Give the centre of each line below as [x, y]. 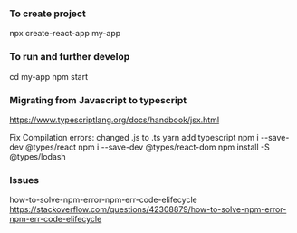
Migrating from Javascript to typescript [98, 100]
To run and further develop [70, 57]
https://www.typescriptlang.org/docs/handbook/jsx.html [115, 120]
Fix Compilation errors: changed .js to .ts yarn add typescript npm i [134, 137]
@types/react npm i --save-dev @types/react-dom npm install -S [148, 147]
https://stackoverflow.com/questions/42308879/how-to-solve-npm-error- [148, 209]
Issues [24, 180]
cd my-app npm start [49, 76]
